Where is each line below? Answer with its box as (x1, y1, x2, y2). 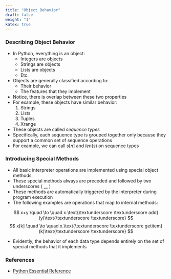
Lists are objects (20, 66, 55, 73)
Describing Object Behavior (5, 39, 76, 46)
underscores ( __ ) (12, 183, 51, 189)
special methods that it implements (12, 243, 87, 249)
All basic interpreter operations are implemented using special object (12, 167, 159, 173)
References (5, 256, 35, 263)
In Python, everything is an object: (12, 50, 85, 56)
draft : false (5, 12, 33, 17)
